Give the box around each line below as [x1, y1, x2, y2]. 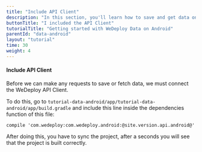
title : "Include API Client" [6, 8, 79, 15]
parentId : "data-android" [6, 31, 71, 37]
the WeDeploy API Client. [6, 86, 69, 93]
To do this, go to [6, 97, 47, 105]
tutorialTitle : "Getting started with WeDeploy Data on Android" [6, 25, 173, 32]
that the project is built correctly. [6, 139, 87, 146]
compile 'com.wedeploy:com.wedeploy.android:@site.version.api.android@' [6, 122, 195, 128]
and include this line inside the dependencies [72, 104, 185, 111]
